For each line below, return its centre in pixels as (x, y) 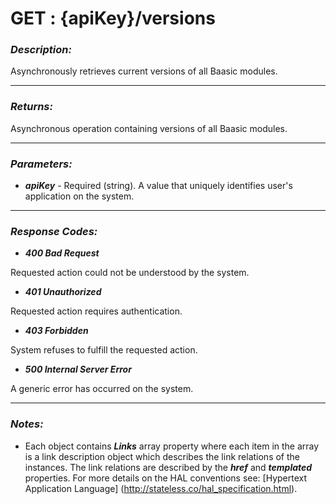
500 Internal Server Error (78, 369)
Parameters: (41, 164)
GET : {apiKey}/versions (113, 18)
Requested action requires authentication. (96, 311)
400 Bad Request (62, 253)
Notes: (27, 424)
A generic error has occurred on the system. (102, 389)
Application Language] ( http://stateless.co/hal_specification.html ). (161, 488)
